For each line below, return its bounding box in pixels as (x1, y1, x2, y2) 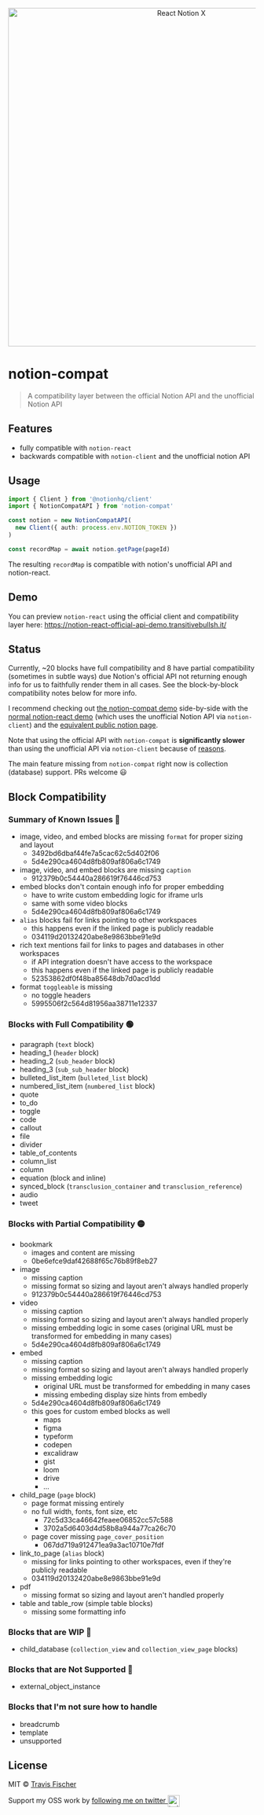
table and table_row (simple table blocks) (19, 1598, 153, 1607)
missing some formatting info (31, 1607, 126, 1616)
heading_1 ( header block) (19, 1048, 100, 1057)
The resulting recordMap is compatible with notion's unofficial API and (8, 559, 233, 569)
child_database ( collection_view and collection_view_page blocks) (19, 1644, 238, 1654)
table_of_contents (19, 1148, 77, 1158)
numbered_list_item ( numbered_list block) (19, 1082, 156, 1091)
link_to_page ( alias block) (19, 1549, 104, 1558)
